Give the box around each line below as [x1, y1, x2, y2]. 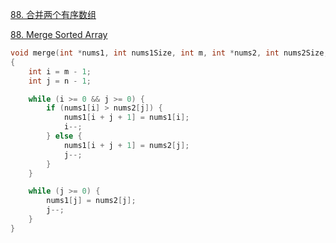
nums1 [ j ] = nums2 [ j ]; [46, 196, 137, 206]
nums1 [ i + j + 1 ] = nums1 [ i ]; [63, 113, 190, 123]
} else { [46, 131, 83, 141]
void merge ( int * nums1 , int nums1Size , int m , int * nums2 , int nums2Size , [10, 48, 329, 58]
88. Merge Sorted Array [10, 29, 108, 40]
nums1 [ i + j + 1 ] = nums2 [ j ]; [63, 140, 190, 150]
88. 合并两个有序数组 [10, 9, 97, 20]
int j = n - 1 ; [28, 76, 92, 86]
